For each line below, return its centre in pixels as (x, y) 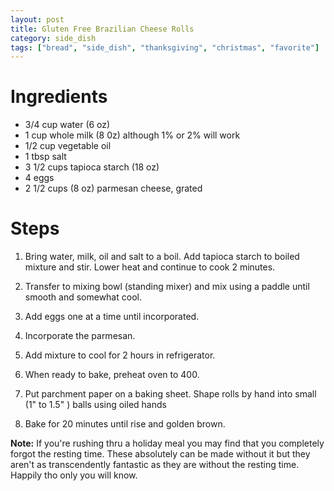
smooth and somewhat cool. (83, 297)
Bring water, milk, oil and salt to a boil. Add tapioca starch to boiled (162, 257)
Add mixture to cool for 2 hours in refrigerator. (120, 355)
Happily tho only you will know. (74, 475)
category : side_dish (53, 38)
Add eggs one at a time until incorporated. (112, 317)
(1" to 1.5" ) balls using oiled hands (95, 405)
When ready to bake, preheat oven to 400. (112, 375)
